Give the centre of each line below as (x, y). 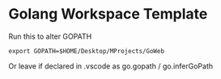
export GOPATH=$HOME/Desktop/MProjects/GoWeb (86, 51)
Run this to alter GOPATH (50, 36)
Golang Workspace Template (108, 14)
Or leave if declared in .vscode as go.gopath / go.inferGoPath (111, 66)
